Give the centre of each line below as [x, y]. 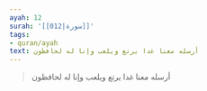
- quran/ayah [34, 43]
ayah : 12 [26, 18]
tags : [19, 34]
